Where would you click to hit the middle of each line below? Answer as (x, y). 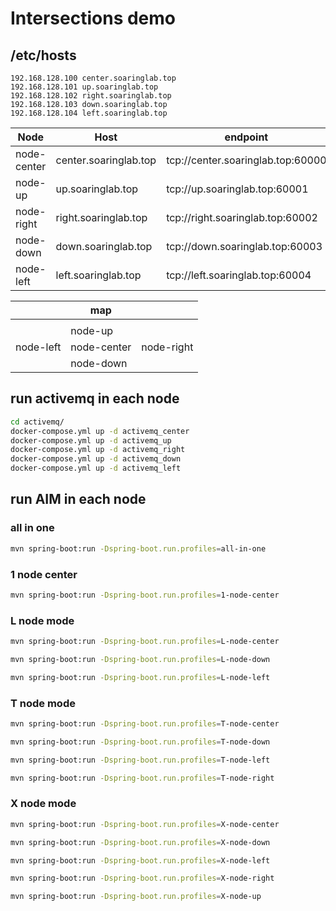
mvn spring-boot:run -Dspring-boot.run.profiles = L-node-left (140, 677)
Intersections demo (93, 18)
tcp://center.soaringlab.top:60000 (246, 160)
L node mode (42, 620)
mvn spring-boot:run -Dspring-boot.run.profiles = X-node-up (136, 897)
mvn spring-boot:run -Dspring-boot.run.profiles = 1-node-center (145, 595)
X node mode (43, 804)
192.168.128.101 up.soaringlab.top (84, 87)
